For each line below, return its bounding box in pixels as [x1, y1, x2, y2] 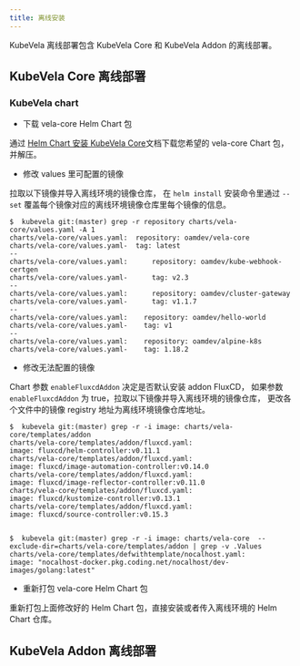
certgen [9, 265, 39, 274]
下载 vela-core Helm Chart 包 [22, 118, 133, 129]
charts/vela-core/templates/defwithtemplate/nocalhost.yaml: [9, 550, 246, 559]
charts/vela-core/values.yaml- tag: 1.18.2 [9, 345, 189, 354]
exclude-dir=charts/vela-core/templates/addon [9, 542, 189, 551]
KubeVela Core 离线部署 [9, 69, 146, 85]
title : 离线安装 [9, 13, 65, 23]
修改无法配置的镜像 [22, 362, 95, 374]
